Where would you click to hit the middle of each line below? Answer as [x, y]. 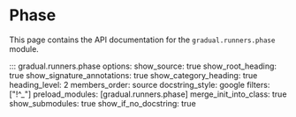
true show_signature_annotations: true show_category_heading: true [133, 75]
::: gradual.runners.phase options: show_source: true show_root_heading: [143, 66]
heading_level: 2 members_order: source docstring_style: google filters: [140, 84]
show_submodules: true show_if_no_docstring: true [102, 103]
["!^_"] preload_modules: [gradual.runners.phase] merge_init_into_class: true [148, 94]
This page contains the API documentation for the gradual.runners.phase [142, 40]
